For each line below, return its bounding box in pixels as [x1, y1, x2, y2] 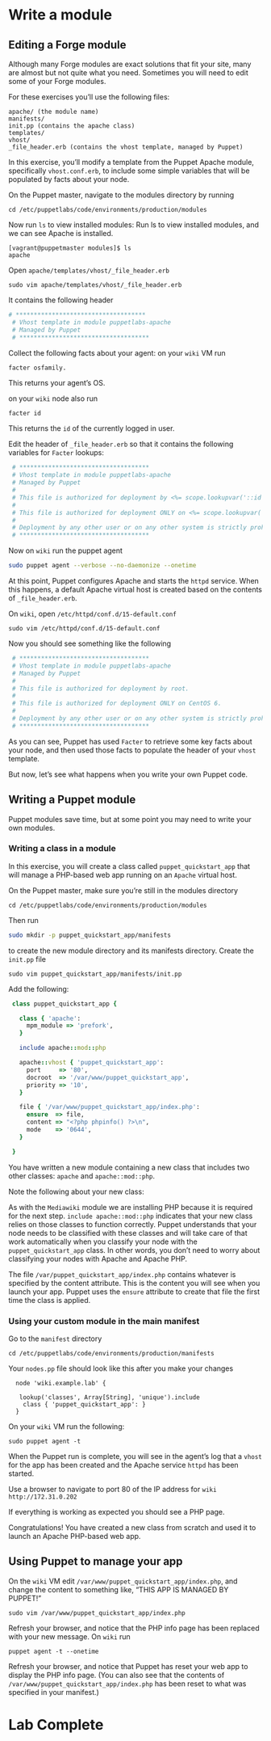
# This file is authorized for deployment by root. [11, 685, 190, 693]
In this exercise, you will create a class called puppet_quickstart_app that [8, 861, 251, 870]
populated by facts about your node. [8, 175, 130, 183]
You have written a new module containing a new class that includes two [8, 1162, 250, 1172]
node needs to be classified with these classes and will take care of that [8, 1228, 248, 1237]
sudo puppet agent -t [8, 1437, 81, 1446]
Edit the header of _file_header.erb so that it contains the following [8, 439, 234, 449]
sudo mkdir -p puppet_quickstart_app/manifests [8, 931, 172, 939]
